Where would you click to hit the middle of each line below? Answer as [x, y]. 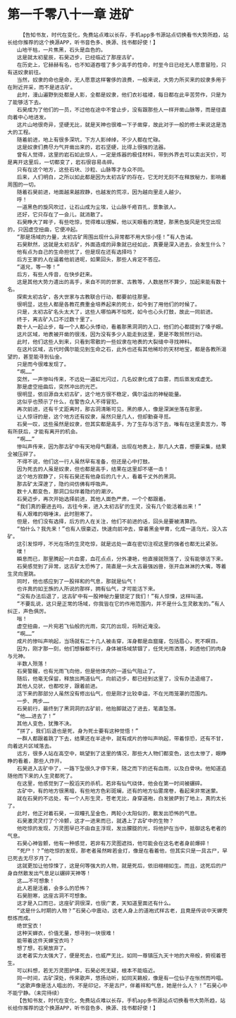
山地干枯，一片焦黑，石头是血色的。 [61, 50]
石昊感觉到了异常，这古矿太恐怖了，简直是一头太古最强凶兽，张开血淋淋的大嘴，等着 [122, 566]
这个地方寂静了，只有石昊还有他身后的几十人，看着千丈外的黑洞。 [98, 476]
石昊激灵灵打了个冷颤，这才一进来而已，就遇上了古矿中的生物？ [95, 821]
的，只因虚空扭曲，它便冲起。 [44, 230]
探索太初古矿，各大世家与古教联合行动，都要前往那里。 [85, 297]
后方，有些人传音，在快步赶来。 [56, 274]
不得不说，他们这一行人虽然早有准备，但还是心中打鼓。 [85, 461]
